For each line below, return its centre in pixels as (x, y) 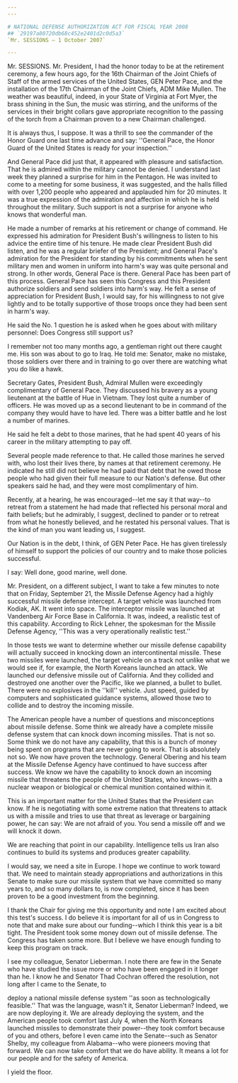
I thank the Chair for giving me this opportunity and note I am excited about (117, 910)
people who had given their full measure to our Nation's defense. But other (117, 478)
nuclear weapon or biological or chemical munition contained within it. (110, 787)
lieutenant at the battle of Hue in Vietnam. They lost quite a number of (109, 398)
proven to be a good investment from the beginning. (83, 896)
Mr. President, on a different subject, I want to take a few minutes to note (113, 586)
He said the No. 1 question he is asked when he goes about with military (112, 325)
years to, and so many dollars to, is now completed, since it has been (108, 889)
